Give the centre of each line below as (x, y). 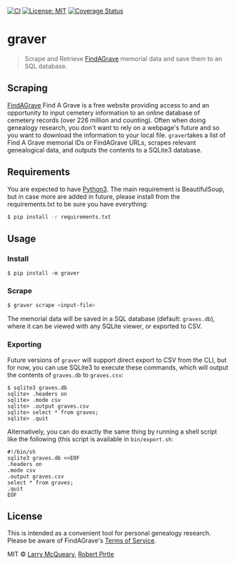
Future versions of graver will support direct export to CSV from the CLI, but (117, 360)
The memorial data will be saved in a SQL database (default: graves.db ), (111, 319)
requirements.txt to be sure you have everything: (78, 204)
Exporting (25, 344)
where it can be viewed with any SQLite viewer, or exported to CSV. (105, 326)
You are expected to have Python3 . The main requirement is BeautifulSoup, (116, 189)
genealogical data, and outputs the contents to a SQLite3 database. (105, 150)
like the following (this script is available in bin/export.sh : (90, 439)
